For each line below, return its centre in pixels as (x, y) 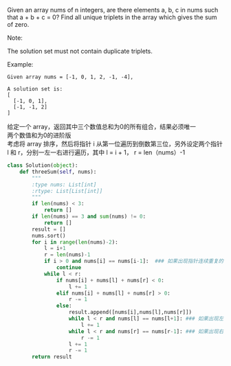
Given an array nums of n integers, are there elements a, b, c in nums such (113, 10)
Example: (20, 64)
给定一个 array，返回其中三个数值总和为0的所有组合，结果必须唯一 (101, 127)
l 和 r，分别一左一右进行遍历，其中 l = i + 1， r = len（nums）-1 (96, 152)
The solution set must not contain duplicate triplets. (80, 51)
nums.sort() (49, 236)
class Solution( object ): (43, 165)
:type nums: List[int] (64, 185)
